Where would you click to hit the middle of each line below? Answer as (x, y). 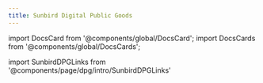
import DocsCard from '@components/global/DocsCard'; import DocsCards (132, 38)
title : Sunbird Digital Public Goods (71, 15)
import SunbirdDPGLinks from (57, 62)
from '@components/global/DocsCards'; (74, 46)
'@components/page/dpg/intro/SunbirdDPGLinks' (90, 70)
